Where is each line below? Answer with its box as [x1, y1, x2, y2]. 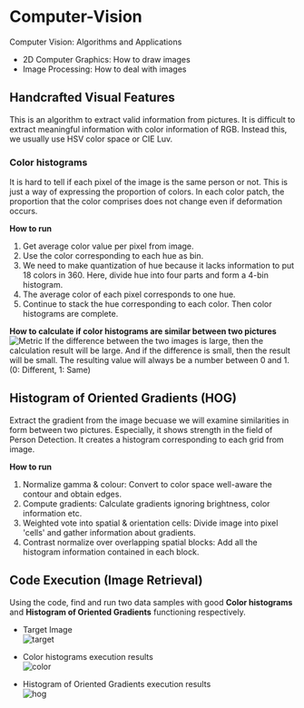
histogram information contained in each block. [22, 546, 200, 557]
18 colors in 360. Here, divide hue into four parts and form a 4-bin [22, 270, 270, 280]
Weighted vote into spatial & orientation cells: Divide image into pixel [22, 517, 279, 528]
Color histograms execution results [22, 651, 154, 662]
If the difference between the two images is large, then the [44, 336, 264, 347]
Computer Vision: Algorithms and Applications [9, 36, 182, 47]
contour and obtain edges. [22, 488, 123, 499]
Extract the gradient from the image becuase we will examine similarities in [9, 415, 289, 426]
